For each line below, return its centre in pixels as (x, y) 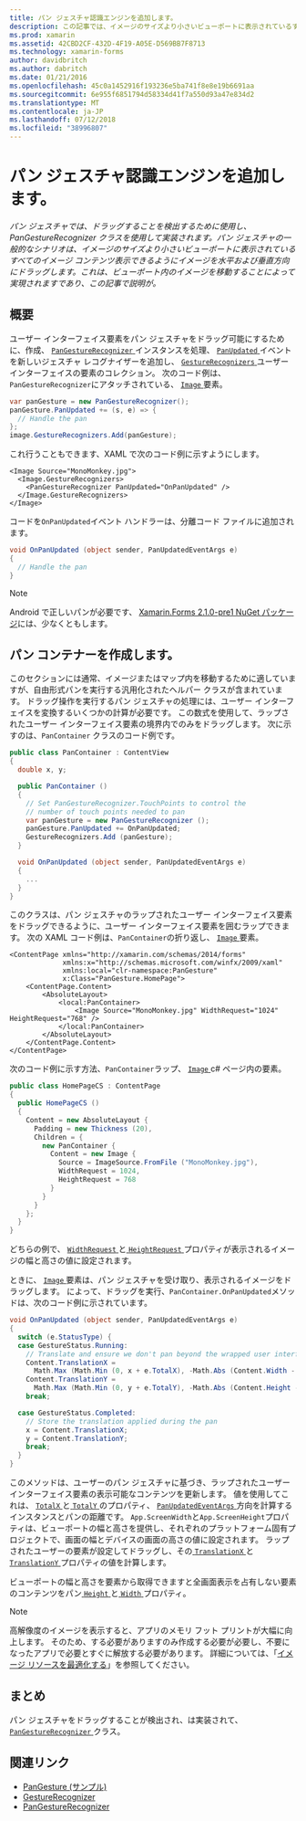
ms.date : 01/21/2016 (49, 78)
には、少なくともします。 (65, 623)
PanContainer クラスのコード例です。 (111, 735)
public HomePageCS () (59, 1103)
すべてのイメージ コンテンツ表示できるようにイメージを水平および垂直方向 (149, 260)
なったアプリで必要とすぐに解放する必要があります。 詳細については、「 (143, 1653)
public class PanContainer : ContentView (89, 753)
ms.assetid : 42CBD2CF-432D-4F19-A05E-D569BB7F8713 (107, 43)
